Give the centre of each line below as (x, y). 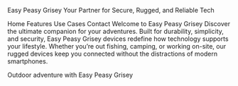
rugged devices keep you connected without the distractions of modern (113, 54)
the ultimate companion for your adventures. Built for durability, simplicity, (115, 31)
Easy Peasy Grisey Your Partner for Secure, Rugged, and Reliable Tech (111, 10)
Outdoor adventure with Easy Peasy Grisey (70, 75)
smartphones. (28, 61)
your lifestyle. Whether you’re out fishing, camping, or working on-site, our (117, 46)
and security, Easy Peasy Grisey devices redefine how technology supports (118, 39)
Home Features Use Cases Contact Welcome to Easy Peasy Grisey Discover (119, 24)
